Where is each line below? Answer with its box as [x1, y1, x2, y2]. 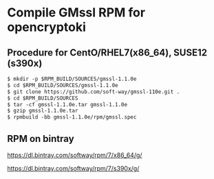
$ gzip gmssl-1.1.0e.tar [7, 108, 78, 115]
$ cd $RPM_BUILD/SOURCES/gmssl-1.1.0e [7, 82, 118, 88]
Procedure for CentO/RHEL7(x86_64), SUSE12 [7, 47, 208, 58]
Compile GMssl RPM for [7, 5, 146, 21]
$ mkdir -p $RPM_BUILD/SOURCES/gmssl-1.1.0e [7, 75, 137, 82]
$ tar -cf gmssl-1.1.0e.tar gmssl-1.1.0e [7, 101, 128, 108]
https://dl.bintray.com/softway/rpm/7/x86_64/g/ [7, 151, 142, 159]
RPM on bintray [7, 132, 74, 145]
